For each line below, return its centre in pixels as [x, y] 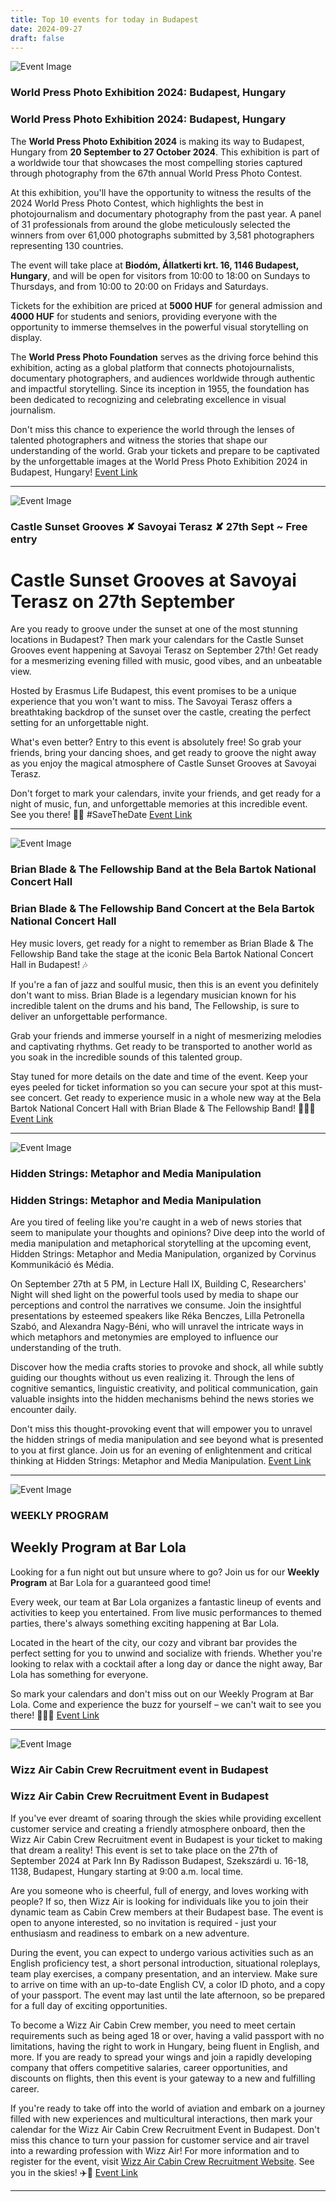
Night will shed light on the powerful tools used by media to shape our [154, 1294]
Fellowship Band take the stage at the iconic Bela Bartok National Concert [162, 953]
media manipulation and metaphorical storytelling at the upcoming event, [161, 1243]
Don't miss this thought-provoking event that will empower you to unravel [161, 1428]
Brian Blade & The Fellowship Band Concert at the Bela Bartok [162, 909]
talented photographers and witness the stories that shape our [139, 440]
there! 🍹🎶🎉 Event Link [55, 1715]
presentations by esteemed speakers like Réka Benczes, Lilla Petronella [157, 1315]
